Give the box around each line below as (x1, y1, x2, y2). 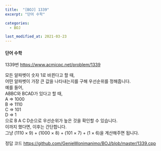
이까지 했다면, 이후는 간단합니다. (5, 124, 67, 130)
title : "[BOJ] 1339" (5, 7, 50, 12)
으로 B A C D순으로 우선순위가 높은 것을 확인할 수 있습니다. (5, 118, 118, 123)
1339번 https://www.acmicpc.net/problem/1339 (5, 62, 101, 68)
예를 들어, (5, 85, 24, 91)
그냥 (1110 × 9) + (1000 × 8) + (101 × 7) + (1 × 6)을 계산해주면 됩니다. (5, 130, 139, 136)
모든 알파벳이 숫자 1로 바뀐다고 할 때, (5, 72, 75, 78)
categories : (5, 21, 29, 26)
